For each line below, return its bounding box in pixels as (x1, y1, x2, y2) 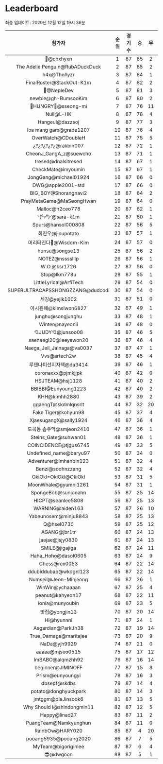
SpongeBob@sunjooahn (31, 489, 86, 496)
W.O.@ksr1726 (40, 263, 77, 270)
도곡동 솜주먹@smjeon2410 (27, 426, 90, 433)
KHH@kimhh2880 (37, 393, 80, 400)
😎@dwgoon (44, 751, 73, 758)
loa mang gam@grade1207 (27, 126, 90, 133)
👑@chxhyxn (45, 55, 72, 62)
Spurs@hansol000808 (32, 221, 85, 228)
